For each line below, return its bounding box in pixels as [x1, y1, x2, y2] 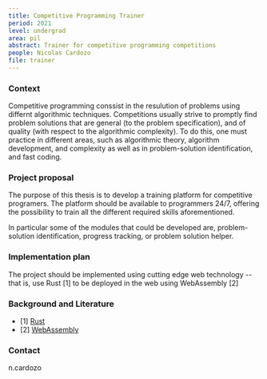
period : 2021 [8, 19, 52, 27]
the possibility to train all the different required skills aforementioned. [8, 208, 235, 217]
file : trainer [8, 57, 56, 65]
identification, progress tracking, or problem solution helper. [36, 232, 234, 241]
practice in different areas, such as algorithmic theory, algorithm [8, 135, 220, 145]
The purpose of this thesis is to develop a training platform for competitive [8, 190, 253, 200]
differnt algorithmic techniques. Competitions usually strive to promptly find [8, 110, 257, 119]
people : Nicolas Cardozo [8, 49, 91, 57]
